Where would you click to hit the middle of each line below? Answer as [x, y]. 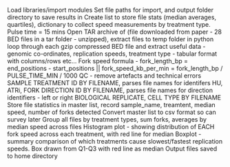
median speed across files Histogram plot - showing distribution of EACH [111, 127]
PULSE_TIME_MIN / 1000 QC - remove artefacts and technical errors [104, 76]
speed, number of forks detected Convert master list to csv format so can [112, 112]
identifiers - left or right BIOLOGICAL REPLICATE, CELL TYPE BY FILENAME [114, 98]
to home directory [33, 156]
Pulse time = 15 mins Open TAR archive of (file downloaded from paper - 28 [115, 32]
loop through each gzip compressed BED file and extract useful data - [106, 46]
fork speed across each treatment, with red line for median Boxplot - [104, 134]
